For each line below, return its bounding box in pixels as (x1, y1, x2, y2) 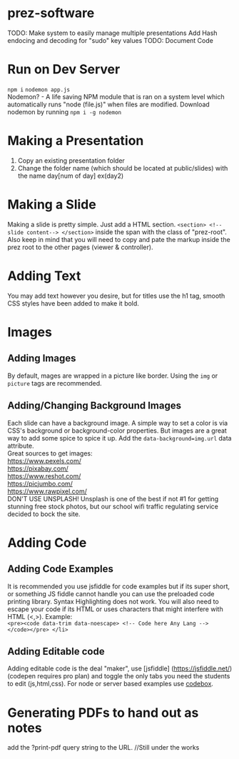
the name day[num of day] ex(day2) (17, 171, 124, 180)
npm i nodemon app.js (7, 86, 70, 94)
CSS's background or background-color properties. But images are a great (7, 426, 227, 435)
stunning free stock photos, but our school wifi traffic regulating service (7, 502, 219, 511)
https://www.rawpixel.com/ (7, 487, 88, 496)
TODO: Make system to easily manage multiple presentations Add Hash (7, 29, 218, 37)
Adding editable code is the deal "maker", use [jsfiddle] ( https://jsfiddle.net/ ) (7, 664, 233, 673)
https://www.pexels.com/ (7, 456, 82, 465)
